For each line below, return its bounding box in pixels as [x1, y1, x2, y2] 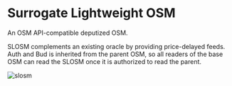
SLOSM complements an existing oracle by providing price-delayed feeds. [7, 42, 226, 50]
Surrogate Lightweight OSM [7, 5, 176, 21]
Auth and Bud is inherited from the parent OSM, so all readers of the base [7, 50, 223, 58]
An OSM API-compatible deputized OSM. [7, 28, 128, 37]
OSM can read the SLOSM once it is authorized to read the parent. [7, 57, 201, 65]
